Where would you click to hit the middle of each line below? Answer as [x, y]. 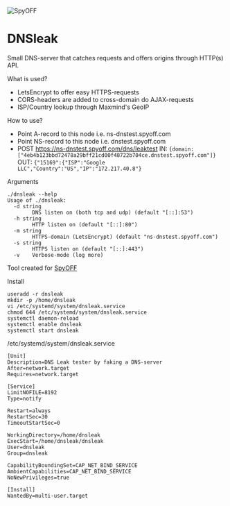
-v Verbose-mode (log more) [59, 255]
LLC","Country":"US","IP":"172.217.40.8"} [79, 169]
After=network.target [38, 368]
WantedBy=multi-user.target [48, 496]
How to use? [25, 120]
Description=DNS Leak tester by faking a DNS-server [85, 362]
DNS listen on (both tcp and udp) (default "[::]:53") [113, 212]
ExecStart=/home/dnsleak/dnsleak [55, 441]
